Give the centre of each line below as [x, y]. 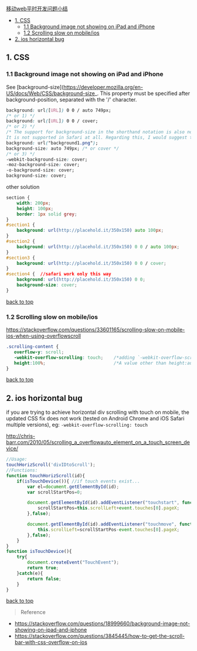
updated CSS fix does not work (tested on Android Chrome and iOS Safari [95, 419]
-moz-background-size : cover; [43, 165]
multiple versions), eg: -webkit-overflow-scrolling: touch [77, 425]
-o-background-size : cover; [40, 170]
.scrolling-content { [33, 347]
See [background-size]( [35, 87]
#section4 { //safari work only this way [59, 274]
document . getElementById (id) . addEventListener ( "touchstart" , [103, 503]
